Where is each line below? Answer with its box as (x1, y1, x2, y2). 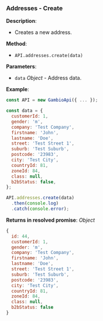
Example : (6, 86, 29, 93)
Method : (6, 40, 28, 48)
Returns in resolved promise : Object (6, 216, 95, 223)
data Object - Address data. (14, 75, 82, 82)
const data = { (6, 108, 43, 114)
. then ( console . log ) (11, 200, 59, 206)
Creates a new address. (14, 29, 72, 36)
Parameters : (6, 63, 37, 70)
